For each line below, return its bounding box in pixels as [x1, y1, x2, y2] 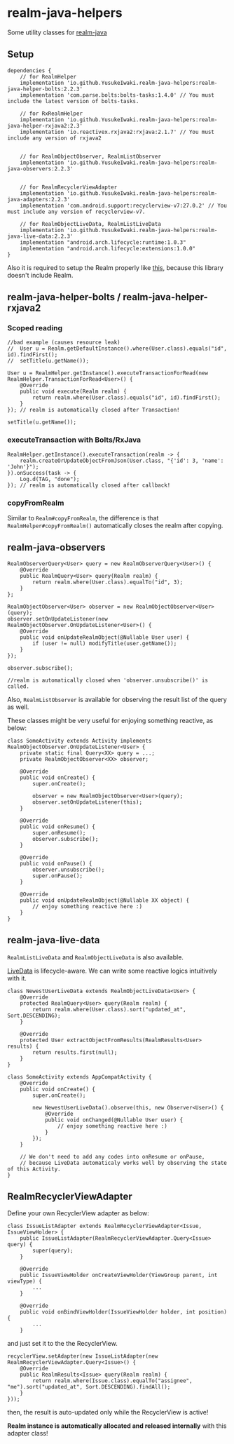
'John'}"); [7, 463, 39, 471]
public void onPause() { [20, 860, 92, 867]
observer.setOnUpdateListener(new [7, 615, 109, 622]
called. [7, 682, 30, 690]
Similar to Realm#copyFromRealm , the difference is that [7, 514, 159, 522]
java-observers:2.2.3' [7, 165, 74, 173]
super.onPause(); [32, 872, 83, 879]
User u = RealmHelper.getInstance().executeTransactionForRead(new [7, 370, 209, 377]
